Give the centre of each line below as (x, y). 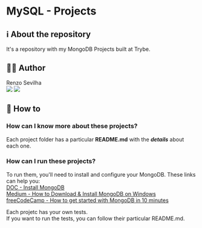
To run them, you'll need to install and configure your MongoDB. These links (101, 174)
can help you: (23, 181)
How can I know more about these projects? (72, 126)
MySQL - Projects (51, 11)
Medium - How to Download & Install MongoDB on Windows (81, 194)
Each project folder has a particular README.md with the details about (95, 139)
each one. (19, 146)
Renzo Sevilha (24, 82)
